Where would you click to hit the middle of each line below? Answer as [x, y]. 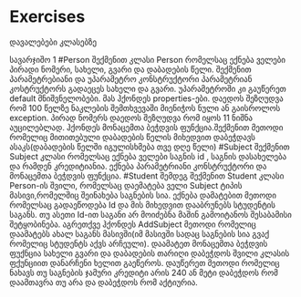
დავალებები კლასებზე [53, 42]
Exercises [47, 17]
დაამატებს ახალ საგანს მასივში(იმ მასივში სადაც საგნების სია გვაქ [140, 233]
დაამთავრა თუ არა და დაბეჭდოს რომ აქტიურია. [104, 282]
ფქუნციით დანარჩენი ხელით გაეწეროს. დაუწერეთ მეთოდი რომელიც [145, 262]
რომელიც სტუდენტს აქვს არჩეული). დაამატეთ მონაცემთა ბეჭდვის [139, 243]
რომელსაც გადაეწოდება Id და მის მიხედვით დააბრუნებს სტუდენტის [143, 205]
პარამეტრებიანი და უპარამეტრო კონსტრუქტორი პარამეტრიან [131, 78]
